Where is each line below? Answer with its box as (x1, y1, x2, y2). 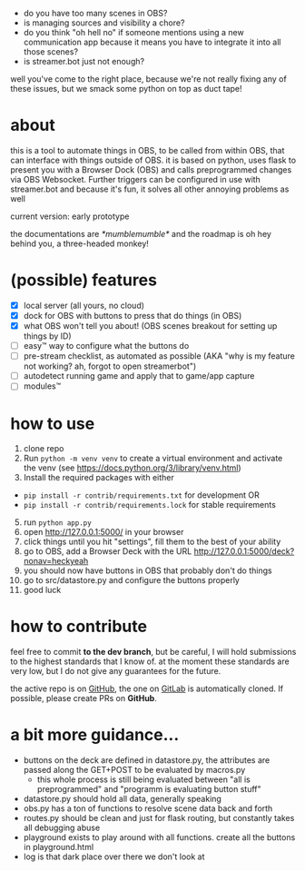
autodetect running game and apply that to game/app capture (23, 371, 255, 381)
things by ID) (23, 331, 72, 341)
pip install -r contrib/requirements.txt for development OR (23, 490, 260, 500)
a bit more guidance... (10, 725, 180, 746)
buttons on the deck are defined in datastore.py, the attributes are (23, 755, 271, 766)
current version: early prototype (10, 211, 130, 222)
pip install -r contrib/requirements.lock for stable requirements (23, 500, 276, 510)
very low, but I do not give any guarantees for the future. (10, 666, 221, 677)
